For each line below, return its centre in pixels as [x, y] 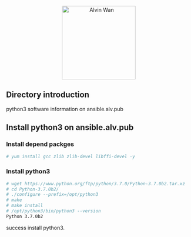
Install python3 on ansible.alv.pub [70, 127]
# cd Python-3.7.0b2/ [33, 189]
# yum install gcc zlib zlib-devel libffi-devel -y [71, 156]
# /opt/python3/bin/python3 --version [53, 211]
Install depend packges [40, 144]
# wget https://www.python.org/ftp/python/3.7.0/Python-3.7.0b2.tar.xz [95, 183]
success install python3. [36, 228]
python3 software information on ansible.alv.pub [65, 109]
